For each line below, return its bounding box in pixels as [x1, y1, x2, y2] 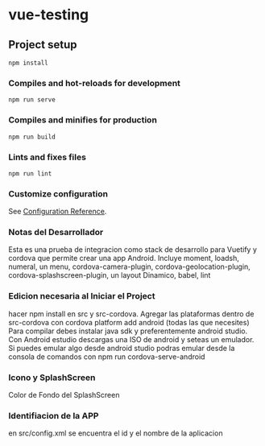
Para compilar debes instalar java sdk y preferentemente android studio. [8, 326, 248, 336]
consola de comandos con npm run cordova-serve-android [8, 352, 205, 361]
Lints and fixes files [8, 151, 87, 163]
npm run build [8, 133, 56, 141]
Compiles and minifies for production [8, 114, 157, 126]
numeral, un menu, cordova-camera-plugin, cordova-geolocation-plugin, [8, 262, 251, 271]
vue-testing [8, 6, 89, 24]
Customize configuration [8, 188, 109, 199]
